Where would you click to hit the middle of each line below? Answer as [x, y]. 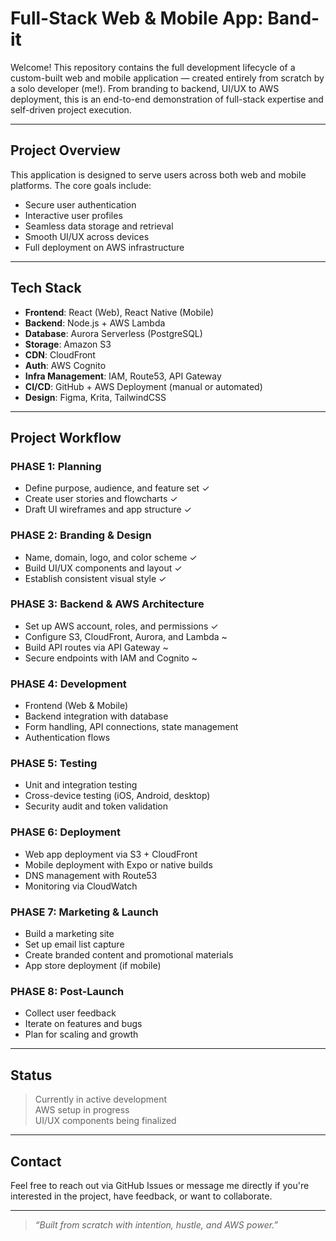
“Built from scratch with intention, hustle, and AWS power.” [156, 1224]
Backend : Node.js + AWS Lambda [95, 323]
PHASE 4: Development [68, 684]
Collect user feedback [70, 1013]
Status [31, 1075]
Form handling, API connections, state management [131, 727]
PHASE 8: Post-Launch [67, 991]
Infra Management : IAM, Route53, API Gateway [123, 376]
